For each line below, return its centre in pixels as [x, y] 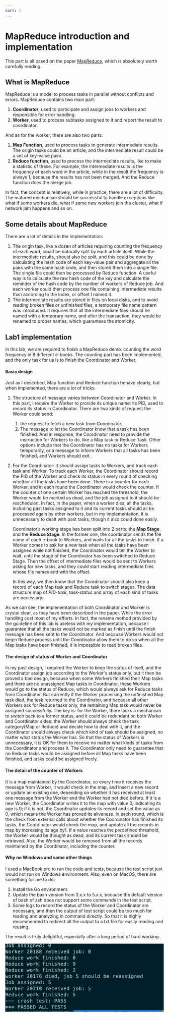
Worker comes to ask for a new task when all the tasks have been [80, 545]
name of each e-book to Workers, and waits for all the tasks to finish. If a [88, 540]
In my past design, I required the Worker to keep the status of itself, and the [83, 668]
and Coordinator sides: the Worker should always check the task [72, 721]
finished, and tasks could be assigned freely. [52, 759]
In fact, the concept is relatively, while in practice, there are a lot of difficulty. [84, 192]
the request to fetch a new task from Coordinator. [71, 424]
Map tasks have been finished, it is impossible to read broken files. [74, 645]
